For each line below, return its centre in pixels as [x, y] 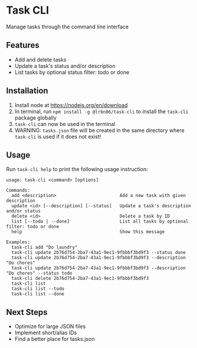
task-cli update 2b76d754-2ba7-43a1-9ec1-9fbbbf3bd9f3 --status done [98, 253]
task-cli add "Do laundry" [45, 247]
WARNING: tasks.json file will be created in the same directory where [99, 130]
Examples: [18, 242]
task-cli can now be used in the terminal [65, 124]
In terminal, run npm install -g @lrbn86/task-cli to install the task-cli [101, 111]
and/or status [24, 211]
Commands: [18, 191]
